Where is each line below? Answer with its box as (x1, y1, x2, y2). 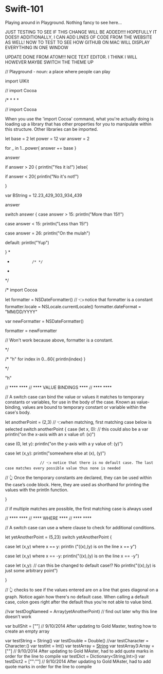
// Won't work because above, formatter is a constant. (5, 337, 113, 343)
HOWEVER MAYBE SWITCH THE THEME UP (5, 59, 94, 65)
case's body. (5, 409, 31, 415)
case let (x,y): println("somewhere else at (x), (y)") (5, 450, 106, 456)
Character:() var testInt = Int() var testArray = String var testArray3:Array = (5, 643, 155, 649)
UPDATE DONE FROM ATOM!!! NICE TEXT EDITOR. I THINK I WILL (5, 54, 138, 59)
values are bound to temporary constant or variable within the (22, 404, 146, 410)
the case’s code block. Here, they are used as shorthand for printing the (5, 481, 149, 487)
